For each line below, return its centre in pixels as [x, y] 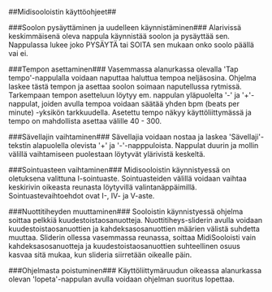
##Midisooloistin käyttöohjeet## [63, 12]
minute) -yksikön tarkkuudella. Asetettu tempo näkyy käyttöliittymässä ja [130, 112]
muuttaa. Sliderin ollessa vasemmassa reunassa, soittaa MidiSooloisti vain [132, 238]
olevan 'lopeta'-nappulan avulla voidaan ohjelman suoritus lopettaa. [122, 279]
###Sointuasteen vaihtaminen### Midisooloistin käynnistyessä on [119, 170]
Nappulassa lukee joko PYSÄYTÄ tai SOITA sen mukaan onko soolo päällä [131, 45]
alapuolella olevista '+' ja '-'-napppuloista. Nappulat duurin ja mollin [145, 145]
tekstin [19, 145]
